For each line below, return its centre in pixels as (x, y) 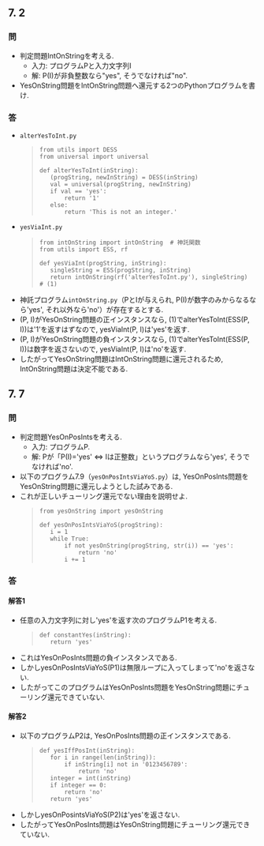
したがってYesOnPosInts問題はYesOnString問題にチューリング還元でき (135, 824)
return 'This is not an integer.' (121, 212)
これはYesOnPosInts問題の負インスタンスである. (98, 657)
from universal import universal (94, 156)
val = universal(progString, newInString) (121, 184)
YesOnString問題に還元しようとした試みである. (96, 486)
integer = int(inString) (91, 778)
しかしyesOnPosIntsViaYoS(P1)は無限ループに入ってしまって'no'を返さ (134, 667)
